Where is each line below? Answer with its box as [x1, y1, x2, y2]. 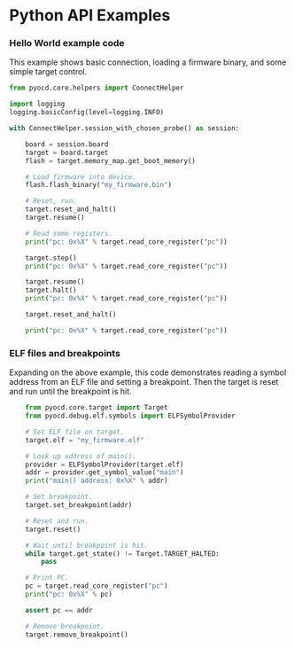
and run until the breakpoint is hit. [9, 386, 132, 397]
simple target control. [9, 66, 88, 77]
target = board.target [25, 148, 109, 157]
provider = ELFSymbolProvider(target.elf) [25, 460, 184, 469]
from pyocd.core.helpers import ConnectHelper [9, 83, 184, 93]
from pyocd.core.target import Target [25, 403, 168, 412]
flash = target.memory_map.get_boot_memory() [25, 156, 197, 165]
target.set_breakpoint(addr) [25, 501, 133, 510]
